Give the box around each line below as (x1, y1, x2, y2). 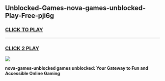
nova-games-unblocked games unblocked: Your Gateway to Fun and (5, 65, 149, 71)
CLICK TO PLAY (5, 27, 43, 33)
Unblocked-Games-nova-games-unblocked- (5, 4, 146, 12)
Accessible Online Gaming (5, 70, 60, 76)
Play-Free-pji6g (5, 12, 55, 20)
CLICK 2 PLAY (5, 45, 39, 52)
